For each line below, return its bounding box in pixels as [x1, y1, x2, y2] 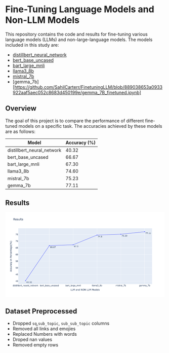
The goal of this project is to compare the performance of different [5, 118, 144, 124]
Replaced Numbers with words [12, 331, 77, 337]
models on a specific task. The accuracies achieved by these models [18, 123, 162, 129]
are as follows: [5, 128, 36, 134]
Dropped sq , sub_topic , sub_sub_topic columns [12, 321, 110, 327]
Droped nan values [12, 336, 52, 343]
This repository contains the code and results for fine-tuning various [5, 31, 148, 37]
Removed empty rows [12, 342, 59, 348]
